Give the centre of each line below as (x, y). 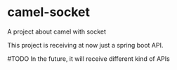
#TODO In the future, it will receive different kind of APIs (88, 58)
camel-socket (48, 12)
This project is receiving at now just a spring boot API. (85, 45)
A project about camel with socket (57, 31)
